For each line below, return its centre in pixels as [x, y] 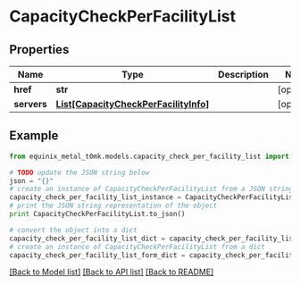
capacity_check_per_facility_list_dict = [87, 239]
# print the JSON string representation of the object [113, 206]
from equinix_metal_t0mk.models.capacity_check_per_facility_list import [150, 156]
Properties [39, 50]
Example [34, 136]
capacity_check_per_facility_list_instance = [95, 197]
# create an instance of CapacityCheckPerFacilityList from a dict [137, 247]
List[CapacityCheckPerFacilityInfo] [133, 104]
